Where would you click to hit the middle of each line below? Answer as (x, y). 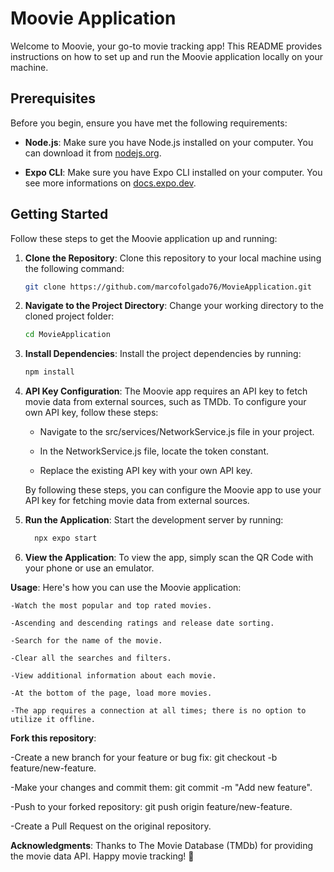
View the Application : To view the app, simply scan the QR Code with (169, 558)
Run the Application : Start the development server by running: (154, 520)
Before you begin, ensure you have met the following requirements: (149, 123)
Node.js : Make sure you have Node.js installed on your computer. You (169, 142)
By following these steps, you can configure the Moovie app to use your (173, 490)
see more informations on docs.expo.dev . (110, 183)
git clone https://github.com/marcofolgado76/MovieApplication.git (168, 287)
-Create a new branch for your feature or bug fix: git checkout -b (144, 758)
